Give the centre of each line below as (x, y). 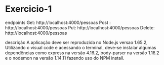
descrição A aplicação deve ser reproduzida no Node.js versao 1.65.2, (77, 42)
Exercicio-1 (28, 9)
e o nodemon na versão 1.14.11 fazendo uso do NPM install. (65, 58)
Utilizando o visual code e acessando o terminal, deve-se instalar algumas (81, 47)
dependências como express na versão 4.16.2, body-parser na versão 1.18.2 (82, 53)
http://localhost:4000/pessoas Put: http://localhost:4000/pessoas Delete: (80, 27)
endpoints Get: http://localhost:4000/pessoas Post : (58, 22)
